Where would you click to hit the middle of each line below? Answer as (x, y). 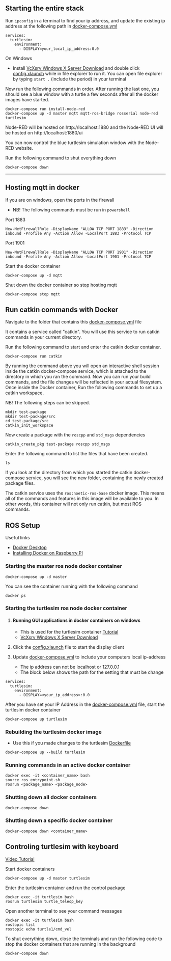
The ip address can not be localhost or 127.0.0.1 (70, 667)
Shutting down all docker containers (51, 798)
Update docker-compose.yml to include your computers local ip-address (89, 657)
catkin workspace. (25, 393)
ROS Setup (23, 525)
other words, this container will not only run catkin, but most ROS (73, 504)
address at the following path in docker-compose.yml (61, 26)
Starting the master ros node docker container (64, 566)
